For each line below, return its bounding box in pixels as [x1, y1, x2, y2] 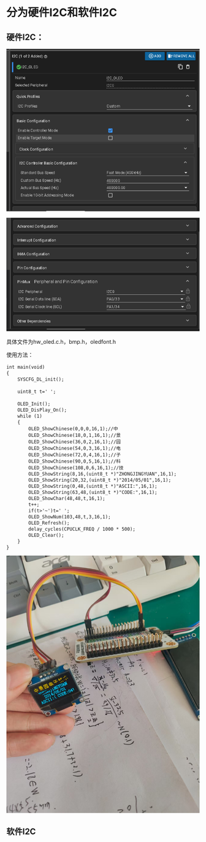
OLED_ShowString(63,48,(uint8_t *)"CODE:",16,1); [28, 489, 158, 495]
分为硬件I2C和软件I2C [6, 6, 118, 20]
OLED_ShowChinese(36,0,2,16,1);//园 [28, 439, 121, 445]
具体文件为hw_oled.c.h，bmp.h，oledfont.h [6, 338, 116, 345]
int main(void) [6, 364, 45, 370]
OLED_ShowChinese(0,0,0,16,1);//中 [28, 425, 118, 432]
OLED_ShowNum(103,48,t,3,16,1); [28, 514, 112, 520]
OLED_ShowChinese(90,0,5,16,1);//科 [28, 458, 121, 465]
